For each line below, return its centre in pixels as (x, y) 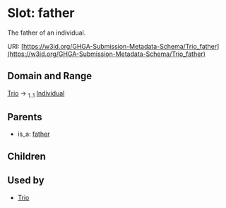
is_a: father (34, 134)
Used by (26, 181)
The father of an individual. (47, 33)
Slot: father (41, 13)
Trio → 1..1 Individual (36, 94)
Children (26, 156)
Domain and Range (50, 76)
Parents (25, 117)
